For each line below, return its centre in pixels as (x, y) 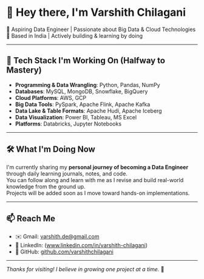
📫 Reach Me (31, 218)
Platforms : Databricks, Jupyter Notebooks (68, 124)
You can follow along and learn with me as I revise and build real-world (95, 180)
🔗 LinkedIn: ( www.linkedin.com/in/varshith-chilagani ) (81, 245)
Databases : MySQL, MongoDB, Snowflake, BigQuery (81, 91)
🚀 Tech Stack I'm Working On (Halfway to (86, 61)
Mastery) (24, 70)
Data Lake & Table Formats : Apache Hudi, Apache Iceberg (88, 111)
